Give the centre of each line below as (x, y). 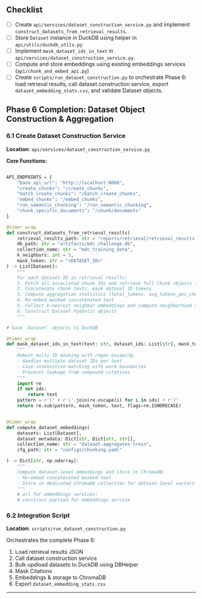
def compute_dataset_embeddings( (48, 427)
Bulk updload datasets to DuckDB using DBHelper (77, 565)
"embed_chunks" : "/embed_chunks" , (60, 199)
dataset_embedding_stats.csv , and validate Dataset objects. (89, 90)
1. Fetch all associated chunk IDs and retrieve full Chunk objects (105, 283)
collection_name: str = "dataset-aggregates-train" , (84, 444)
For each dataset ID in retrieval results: (72, 278)
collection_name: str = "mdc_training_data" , (75, 249)
